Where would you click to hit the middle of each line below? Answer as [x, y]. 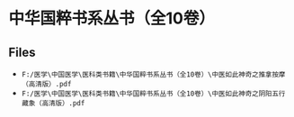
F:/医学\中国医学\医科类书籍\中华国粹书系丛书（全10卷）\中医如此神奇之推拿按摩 [153, 75]
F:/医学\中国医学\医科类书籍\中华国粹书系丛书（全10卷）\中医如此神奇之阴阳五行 [153, 94]
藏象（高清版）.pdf [53, 103]
